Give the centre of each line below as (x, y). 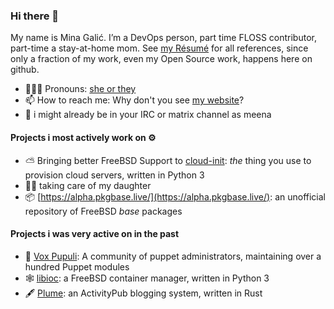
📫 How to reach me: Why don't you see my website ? (134, 100)
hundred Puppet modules (77, 266)
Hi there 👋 (35, 16)
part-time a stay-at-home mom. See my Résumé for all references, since (159, 48)
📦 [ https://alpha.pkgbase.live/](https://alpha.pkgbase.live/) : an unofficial (175, 196)
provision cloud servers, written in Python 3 (114, 175)
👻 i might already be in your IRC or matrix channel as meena (148, 115)
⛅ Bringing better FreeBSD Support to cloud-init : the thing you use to (168, 160)
